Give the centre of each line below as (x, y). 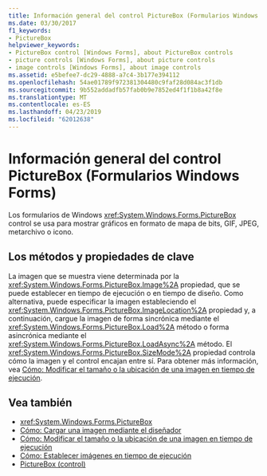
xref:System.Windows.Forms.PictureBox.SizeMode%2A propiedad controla (132, 352)
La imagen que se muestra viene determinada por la (94, 276)
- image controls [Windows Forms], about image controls (105, 68)
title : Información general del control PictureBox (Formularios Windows (133, 16)
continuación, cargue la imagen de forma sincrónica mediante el (114, 318)
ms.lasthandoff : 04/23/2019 (55, 112)
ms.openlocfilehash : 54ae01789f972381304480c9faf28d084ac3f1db (116, 82)
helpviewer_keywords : (44, 45)
